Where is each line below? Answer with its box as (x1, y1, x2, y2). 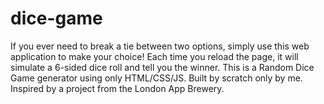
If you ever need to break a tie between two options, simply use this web (10, 40, 310, 52)
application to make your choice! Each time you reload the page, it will (10, 50, 299, 62)
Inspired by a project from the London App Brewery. (10, 82, 225, 94)
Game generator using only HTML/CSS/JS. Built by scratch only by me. (10, 72, 303, 84)
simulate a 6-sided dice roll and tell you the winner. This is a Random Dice (10, 61, 315, 73)
